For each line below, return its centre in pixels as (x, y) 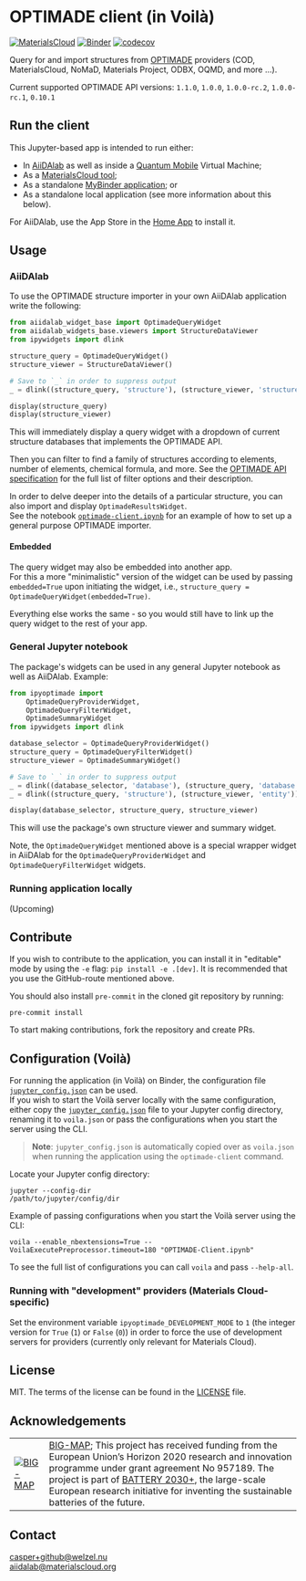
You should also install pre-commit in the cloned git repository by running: (147, 996)
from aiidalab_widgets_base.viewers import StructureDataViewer (134, 331)
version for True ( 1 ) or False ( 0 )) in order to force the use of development (146, 1332)
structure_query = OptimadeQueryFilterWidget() (102, 752)
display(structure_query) (58, 406)
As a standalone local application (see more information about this (147, 194)
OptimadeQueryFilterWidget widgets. (77, 865)
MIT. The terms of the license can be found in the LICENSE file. (128, 1392)
